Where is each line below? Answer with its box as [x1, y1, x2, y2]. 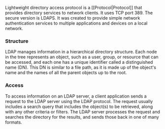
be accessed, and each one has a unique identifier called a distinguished [5, 59, 153, 65]
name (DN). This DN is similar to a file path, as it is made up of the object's [5, 64, 157, 71]
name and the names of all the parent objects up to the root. [5, 70, 127, 76]
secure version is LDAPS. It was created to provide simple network [5, 15, 140, 21]
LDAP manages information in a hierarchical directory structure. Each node [5, 49, 157, 55]
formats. [5, 119, 22, 125]
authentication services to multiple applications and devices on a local [5, 20, 148, 26]
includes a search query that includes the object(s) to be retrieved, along [5, 103, 153, 109]
